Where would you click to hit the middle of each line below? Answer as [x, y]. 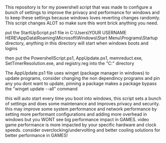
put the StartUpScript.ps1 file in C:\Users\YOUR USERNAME [66, 33]
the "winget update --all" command [41, 89]
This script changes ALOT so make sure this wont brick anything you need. [82, 23]
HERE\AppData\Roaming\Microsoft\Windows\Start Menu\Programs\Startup [82, 38]
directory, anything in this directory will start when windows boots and [77, 43]
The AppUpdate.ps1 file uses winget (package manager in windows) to [77, 73]
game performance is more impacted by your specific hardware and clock [81, 125]
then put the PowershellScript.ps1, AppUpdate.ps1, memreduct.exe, [74, 58]
